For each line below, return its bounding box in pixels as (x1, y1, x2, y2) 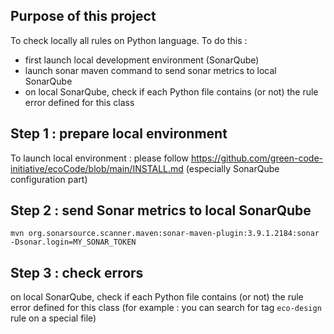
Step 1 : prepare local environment (10, 125, 228, 143)
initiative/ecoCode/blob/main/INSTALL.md (10, 162, 184, 174)
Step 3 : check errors (10, 264, 144, 281)
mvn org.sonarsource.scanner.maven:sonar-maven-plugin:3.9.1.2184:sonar (10, 229, 320, 239)
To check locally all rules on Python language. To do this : (10, 34, 248, 46)
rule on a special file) (10, 312, 97, 324)
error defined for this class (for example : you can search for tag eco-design (10, 302, 322, 314)
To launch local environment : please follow (10, 152, 189, 164)
